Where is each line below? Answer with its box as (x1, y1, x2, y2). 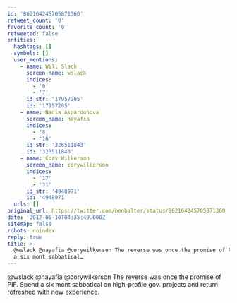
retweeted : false (7, 30, 59, 37)
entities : (7, 37, 37, 44)
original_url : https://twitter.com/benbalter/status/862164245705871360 (7, 208, 226, 215)
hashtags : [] (13, 43, 52, 50)
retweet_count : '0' (7, 17, 65, 24)
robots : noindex (7, 227, 55, 234)
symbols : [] (13, 50, 49, 57)
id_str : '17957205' (25, 96, 83, 103)
